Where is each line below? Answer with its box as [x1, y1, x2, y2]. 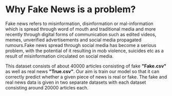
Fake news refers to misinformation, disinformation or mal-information [5, 20, 154, 27]
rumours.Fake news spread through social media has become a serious [5, 42, 157, 48]
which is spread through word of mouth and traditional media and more [5, 26, 156, 32]
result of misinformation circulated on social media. [5, 53, 114, 59]
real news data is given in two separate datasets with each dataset [5, 79, 146, 85]
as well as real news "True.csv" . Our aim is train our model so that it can [5, 68, 160, 75]
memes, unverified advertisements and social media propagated [5, 37, 142, 43]
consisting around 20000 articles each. [5, 84, 89, 90]
